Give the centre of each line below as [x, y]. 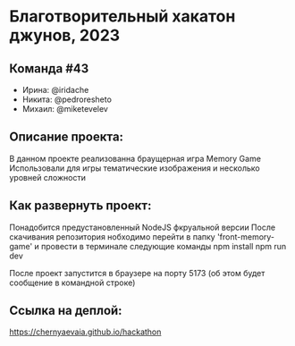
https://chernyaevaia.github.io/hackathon [85, 332]
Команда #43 [49, 68]
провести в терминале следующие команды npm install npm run [164, 246]
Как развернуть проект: [80, 206]
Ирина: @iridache [55, 90]
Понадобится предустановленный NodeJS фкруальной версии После [142, 227]
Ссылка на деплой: [66, 311]
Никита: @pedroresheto [67, 99]
